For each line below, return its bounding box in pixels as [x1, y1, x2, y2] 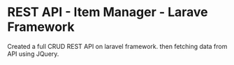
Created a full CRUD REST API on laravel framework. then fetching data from [7, 42, 228, 50]
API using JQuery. [7, 50, 59, 58]
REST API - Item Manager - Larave [7, 4, 208, 20]
